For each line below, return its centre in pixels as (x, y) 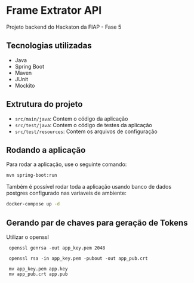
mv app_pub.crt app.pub (38, 274)
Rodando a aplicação (46, 150)
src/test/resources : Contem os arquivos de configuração (86, 131)
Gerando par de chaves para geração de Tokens (97, 222)
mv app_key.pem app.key (38, 269)
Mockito (25, 85)
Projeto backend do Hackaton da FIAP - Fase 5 (64, 27)
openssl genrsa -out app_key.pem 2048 (57, 248)
